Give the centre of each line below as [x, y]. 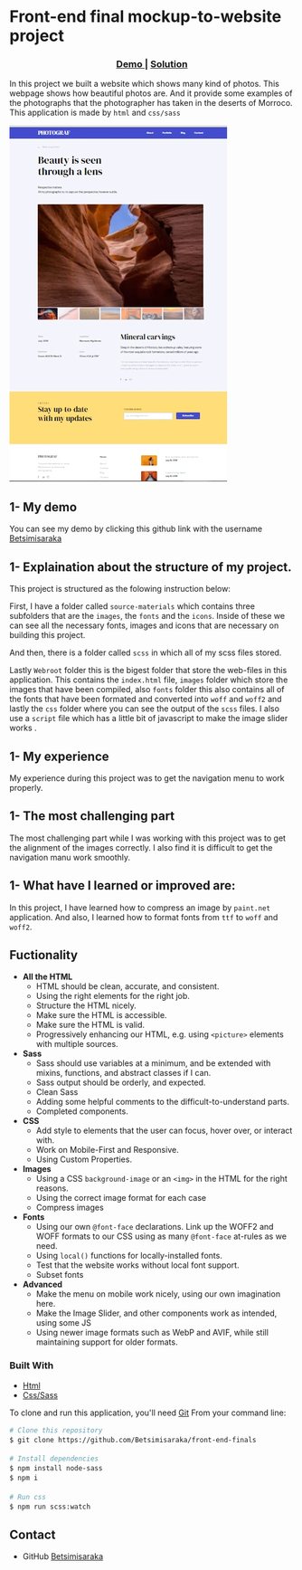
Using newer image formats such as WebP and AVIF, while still [152, 1333]
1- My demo [43, 507]
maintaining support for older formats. [107, 1342]
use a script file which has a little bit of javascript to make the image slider [149, 718]
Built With [32, 1365]
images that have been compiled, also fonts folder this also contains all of [147, 690]
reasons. [52, 1188]
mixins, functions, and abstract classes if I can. [123, 1073]
